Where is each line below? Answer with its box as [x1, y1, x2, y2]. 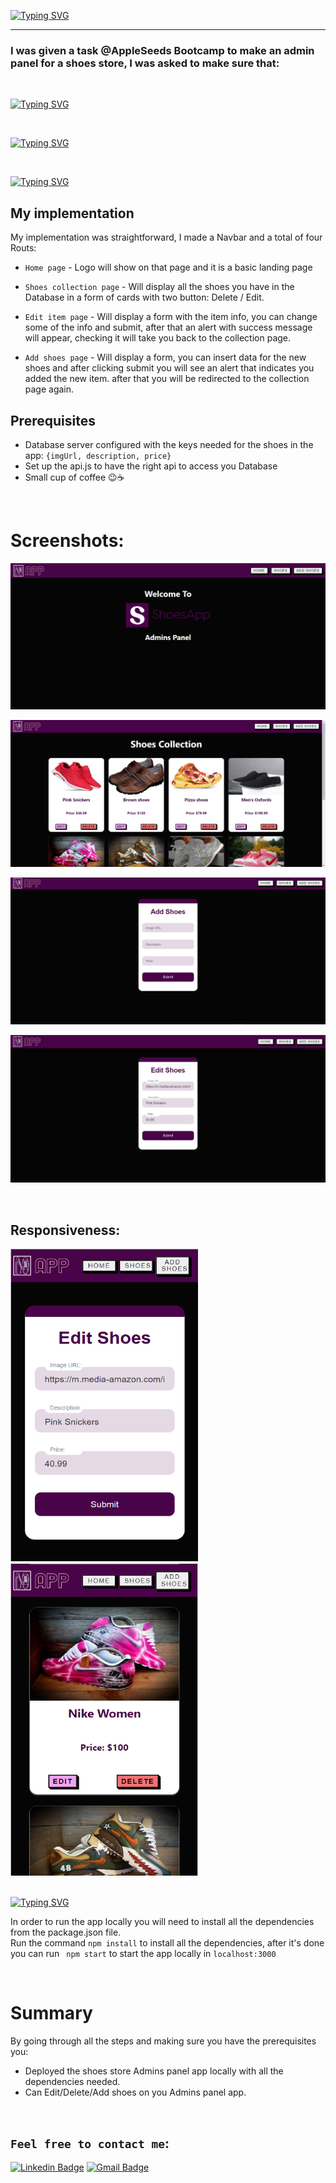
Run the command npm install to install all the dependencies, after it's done [10, 1937, 325, 1949]
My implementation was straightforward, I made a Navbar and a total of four [10, 231, 323, 244]
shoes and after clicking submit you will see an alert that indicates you [24, 362, 315, 374]
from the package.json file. [10, 1926, 122, 1939]
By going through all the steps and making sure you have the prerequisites [10, 2035, 317, 2047]
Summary [10, 2002, 93, 2025]
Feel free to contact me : [10, 2135, 170, 2152]
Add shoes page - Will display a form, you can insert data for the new [24, 351, 307, 364]
